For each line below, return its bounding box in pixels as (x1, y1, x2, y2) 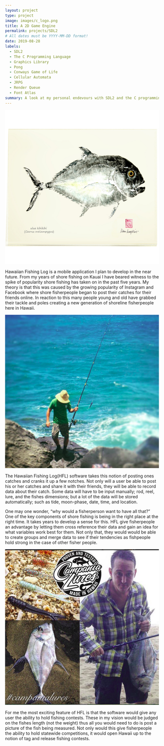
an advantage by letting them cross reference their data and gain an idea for (5, 524, 159, 530)
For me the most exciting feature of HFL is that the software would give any (5, 710, 157, 716)
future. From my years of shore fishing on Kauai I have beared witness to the (5, 274, 159, 279)
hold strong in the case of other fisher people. (5, 539, 98, 545)
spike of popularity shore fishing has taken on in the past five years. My (5, 279, 149, 285)
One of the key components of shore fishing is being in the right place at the (5, 513, 159, 519)
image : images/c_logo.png (5, 18, 58, 23)
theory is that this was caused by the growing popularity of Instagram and (5, 284, 154, 290)
